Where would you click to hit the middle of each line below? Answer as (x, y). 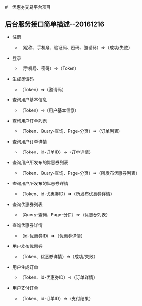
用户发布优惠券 (27, 246)
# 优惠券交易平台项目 (28, 7)
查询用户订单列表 (29, 121)
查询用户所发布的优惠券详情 (40, 183)
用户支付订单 (25, 288)
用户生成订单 (25, 267)
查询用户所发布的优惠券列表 (40, 162)
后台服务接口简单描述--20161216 (55, 24)
